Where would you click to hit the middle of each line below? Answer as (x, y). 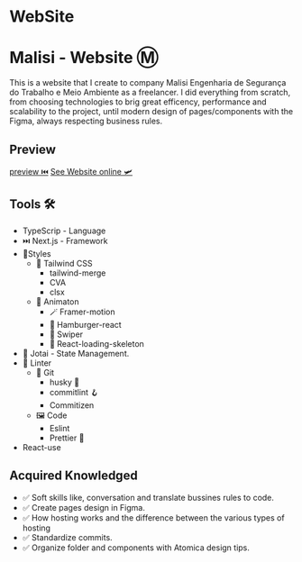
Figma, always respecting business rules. (86, 121)
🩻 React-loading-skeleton (96, 343)
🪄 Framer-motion (82, 312)
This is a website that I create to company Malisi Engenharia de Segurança (148, 83)
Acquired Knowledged (73, 476)
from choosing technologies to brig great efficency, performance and (138, 102)
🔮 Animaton (57, 301)
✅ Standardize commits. (67, 537)
